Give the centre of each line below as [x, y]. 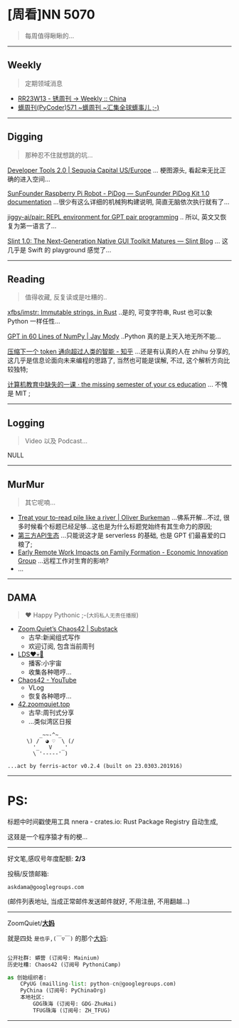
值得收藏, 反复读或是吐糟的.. [66, 297]
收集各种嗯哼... [50, 672]
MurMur [26, 484]
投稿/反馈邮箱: [28, 873]
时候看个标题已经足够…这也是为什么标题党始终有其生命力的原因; [118, 526]
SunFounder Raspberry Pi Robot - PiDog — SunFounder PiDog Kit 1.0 [108, 193]
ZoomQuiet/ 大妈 [31, 923]
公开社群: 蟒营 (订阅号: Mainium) [54, 958]
